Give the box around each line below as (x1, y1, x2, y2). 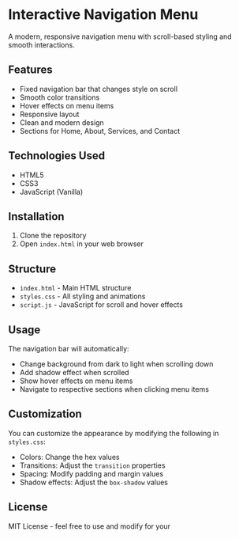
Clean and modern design (19, 117, 104, 127)
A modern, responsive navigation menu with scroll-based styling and (8, 32, 232, 41)
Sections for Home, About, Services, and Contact (19, 126, 180, 135)
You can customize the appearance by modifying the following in (8, 428, 219, 438)
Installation (8, 210, 65, 223)
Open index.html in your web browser (19, 239, 144, 249)
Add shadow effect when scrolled (19, 368, 129, 377)
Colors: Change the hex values (19, 452, 120, 461)
